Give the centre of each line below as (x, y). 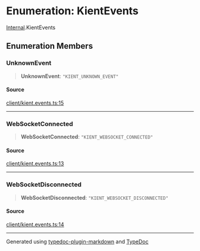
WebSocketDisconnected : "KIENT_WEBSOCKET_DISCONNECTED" (94, 197)
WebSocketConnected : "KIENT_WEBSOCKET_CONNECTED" (87, 137)
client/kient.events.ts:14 (35, 224)
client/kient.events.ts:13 (35, 164)
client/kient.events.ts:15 (35, 103)
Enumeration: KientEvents (72, 11)
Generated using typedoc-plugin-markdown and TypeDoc (77, 241)
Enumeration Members (50, 46)
